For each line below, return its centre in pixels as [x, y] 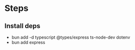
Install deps [22, 26]
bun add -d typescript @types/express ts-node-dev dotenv [71, 37]
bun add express [28, 42]
